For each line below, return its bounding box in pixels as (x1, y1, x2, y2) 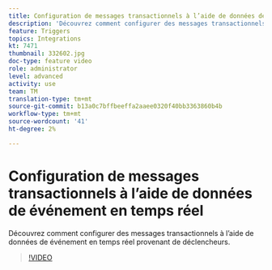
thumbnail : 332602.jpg (8, 49, 85, 58)
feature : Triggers (8, 27, 70, 35)
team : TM (8, 87, 38, 96)
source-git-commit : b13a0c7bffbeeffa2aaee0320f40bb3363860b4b (8, 102, 223, 110)
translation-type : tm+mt (8, 95, 92, 103)
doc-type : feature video (8, 58, 92, 66)
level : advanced (8, 72, 63, 80)
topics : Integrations (8, 34, 82, 43)
